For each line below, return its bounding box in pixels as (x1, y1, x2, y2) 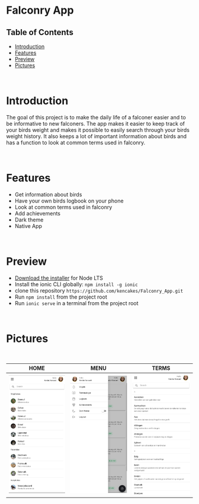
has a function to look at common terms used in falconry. (6, 139, 146, 146)
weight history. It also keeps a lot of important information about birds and (6, 132, 187, 140)
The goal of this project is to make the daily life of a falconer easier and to (6, 113, 187, 121)
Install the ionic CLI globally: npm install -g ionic (14, 280, 138, 288)
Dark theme (14, 216, 44, 223)
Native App (14, 222, 43, 229)
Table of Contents (6, 27, 74, 37)
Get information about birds (14, 191, 82, 198)
